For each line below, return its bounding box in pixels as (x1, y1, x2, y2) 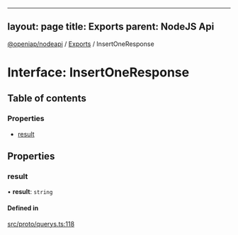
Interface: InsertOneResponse (7, 64, 190, 80)
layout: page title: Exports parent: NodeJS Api (7, 21, 215, 33)
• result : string (7, 188, 53, 196)
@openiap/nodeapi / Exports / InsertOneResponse (7, 40, 154, 48)
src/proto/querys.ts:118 (7, 219, 75, 228)
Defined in (7, 203, 39, 212)
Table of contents (7, 93, 86, 105)
